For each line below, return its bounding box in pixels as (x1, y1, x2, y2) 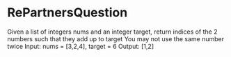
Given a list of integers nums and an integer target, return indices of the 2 (7, 27, 218, 36)
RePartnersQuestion (7, 5, 128, 21)
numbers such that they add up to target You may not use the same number (7, 34, 225, 43)
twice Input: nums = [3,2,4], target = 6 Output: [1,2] (7, 42, 154, 50)
